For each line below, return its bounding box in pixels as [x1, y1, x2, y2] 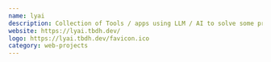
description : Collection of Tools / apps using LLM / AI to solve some [8, 19, 254, 27]
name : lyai [8, 11, 45, 20]
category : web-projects [8, 42, 89, 50]
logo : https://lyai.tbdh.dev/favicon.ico [8, 34, 150, 43]
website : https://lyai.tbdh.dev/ [8, 27, 121, 35]
